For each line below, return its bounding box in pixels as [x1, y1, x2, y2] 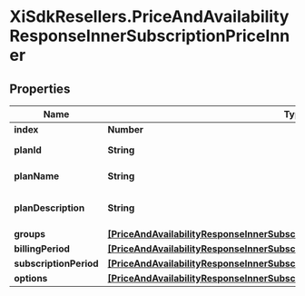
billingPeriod [14, 242, 71, 255]
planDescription [14, 202, 85, 214]
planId [14, 143, 43, 156]
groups [14, 228, 46, 240]
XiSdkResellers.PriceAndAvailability [9, 6, 290, 27]
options [14, 272, 48, 284]
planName [14, 170, 60, 183]
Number [107, 123, 143, 135]
